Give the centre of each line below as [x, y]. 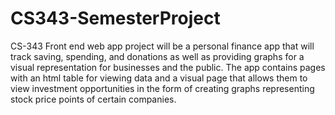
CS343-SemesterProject [115, 18]
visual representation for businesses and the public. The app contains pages [168, 67]
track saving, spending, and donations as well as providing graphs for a [157, 56]
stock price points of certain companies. [93, 99]
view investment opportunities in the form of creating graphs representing [162, 88]
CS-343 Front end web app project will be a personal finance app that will [162, 46]
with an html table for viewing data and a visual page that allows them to [159, 78]
